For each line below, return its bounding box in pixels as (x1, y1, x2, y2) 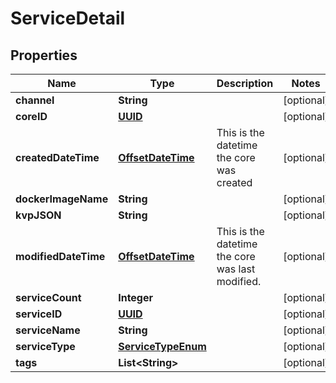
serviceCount (15, 291, 82, 304)
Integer (118, 291, 154, 304)
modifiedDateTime (15, 250, 106, 263)
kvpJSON (15, 208, 62, 222)
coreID (15, 110, 48, 123)
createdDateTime (15, 151, 100, 164)
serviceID (15, 307, 63, 321)
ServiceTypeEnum (118, 340, 207, 353)
